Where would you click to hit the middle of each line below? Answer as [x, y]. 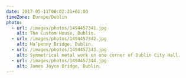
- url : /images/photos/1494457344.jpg [59, 60]
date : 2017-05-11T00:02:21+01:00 [47, 11]
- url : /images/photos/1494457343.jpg [59, 50]
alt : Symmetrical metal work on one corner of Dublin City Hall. [99, 55]
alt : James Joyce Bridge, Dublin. [59, 66]
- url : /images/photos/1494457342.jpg [59, 39]
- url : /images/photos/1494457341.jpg [59, 28]
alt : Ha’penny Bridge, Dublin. [55, 45]
